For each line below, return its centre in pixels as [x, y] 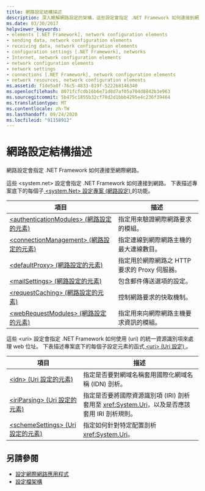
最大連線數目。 [140, 249]
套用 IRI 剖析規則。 [110, 414]
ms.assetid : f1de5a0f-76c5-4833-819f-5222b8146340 [72, 86]
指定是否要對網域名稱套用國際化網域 [135, 375]
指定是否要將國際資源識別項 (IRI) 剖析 [137, 396]
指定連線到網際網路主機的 [155, 240]
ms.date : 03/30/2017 [33, 23]
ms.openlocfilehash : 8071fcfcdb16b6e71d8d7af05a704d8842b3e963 [88, 92]
